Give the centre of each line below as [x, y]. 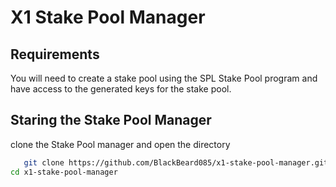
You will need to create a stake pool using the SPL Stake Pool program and [164, 78]
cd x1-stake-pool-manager [64, 172]
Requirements [55, 54]
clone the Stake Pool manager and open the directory [120, 144]
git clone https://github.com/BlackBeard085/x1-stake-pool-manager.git [176, 162]
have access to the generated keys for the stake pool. [121, 89]
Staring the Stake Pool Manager [111, 120]
